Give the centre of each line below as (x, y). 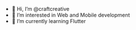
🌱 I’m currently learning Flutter (49, 21)
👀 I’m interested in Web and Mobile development (71, 15)
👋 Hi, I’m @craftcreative (41, 9)
